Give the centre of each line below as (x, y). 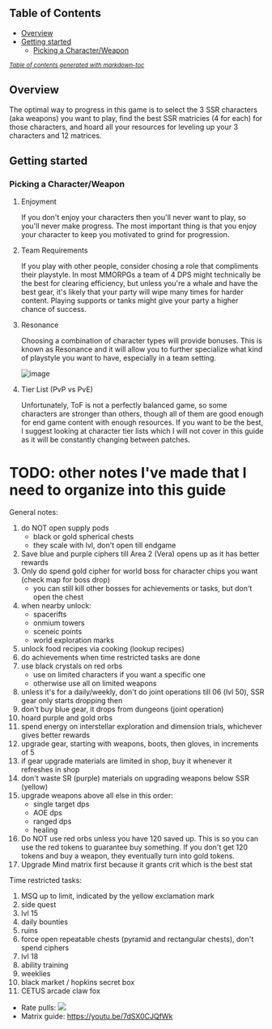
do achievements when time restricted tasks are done (110, 658)
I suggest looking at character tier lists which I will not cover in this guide (142, 431)
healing (45, 830)
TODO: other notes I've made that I (128, 472)
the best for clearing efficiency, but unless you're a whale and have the (139, 283)
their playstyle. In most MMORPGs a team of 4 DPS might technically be (141, 275)
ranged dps (52, 821)
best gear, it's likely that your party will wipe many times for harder (132, 292)
